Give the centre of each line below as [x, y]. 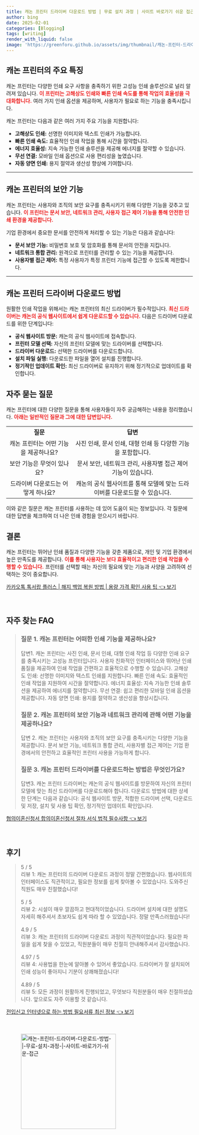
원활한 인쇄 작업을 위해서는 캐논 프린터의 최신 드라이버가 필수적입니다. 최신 [92, 309]
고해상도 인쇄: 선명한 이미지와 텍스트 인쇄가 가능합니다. [78, 133]
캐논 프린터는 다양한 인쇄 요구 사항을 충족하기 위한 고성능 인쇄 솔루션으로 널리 [95, 86]
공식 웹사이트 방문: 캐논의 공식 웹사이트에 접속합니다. [76, 336]
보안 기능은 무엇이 [33, 463]
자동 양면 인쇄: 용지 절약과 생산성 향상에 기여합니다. [74, 163]
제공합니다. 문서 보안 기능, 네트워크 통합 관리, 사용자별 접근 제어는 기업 [102, 745]
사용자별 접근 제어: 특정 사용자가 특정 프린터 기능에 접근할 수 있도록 [92, 260]
